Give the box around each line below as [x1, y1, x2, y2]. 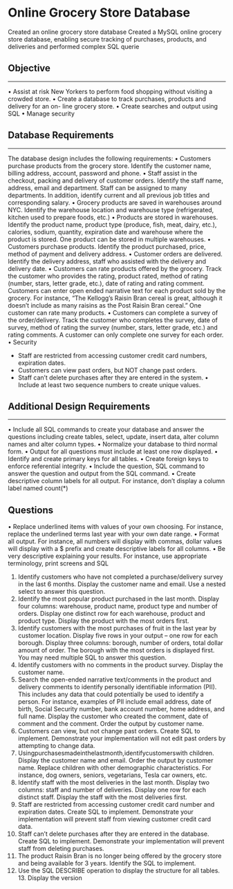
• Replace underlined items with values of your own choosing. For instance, [8, 523, 224, 531]
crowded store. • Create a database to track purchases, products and [8, 95, 206, 103]
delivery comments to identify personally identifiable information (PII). [17, 683, 217, 691]
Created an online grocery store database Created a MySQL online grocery [8, 28, 222, 36]
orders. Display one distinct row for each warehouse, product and [17, 610, 206, 618]
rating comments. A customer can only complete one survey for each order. [8, 330, 224, 339]
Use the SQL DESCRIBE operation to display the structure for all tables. [17, 866, 221, 875]
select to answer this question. [17, 588, 106, 596]
